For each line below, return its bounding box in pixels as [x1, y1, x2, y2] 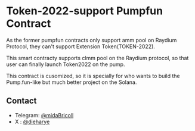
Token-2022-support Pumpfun [6, 4, 163, 18]
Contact [6, 96, 37, 106]
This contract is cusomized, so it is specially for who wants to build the [6, 72, 180, 79]
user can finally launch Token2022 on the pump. [6, 61, 125, 68]
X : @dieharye [14, 118, 50, 125]
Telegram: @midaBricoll [14, 111, 74, 118]
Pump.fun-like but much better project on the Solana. [6, 79, 137, 86]
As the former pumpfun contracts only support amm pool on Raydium [6, 36, 177, 43]
